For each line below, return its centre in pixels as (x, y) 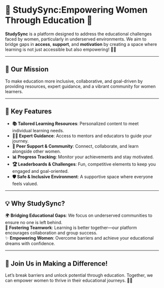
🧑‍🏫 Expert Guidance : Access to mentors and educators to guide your (82, 136)
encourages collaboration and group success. (51, 233)
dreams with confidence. (30, 244)
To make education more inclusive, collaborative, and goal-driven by (74, 81)
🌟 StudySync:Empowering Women (76, 10)
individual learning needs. (38, 130)
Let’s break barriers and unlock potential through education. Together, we (79, 275)
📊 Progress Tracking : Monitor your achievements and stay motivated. (83, 157)
